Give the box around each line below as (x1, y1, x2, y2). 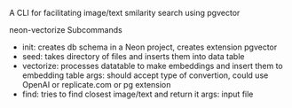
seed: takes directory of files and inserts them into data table (21, 51, 245, 61)
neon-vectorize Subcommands (9, 25, 122, 35)
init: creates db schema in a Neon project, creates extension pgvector (21, 42, 278, 52)
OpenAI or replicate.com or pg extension (21, 80, 171, 89)
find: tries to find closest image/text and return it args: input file (21, 89, 254, 99)
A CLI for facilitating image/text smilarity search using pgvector (9, 8, 241, 18)
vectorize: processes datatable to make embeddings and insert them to (21, 61, 283, 71)
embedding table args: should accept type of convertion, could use (21, 70, 269, 81)
